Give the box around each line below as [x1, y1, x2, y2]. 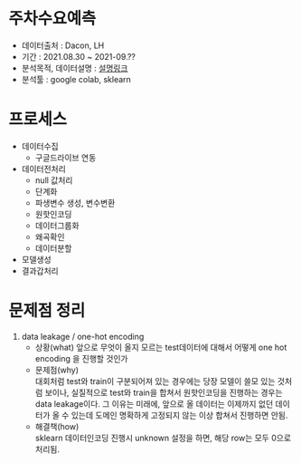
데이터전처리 [21, 163, 67, 174]
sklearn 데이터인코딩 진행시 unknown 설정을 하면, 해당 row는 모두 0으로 [34, 432, 291, 443]
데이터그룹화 [34, 219, 80, 231]
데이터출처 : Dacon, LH [21, 40, 105, 51]
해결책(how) [34, 420, 80, 431]
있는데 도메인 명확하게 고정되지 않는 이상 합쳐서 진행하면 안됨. [71, 410, 288, 420]
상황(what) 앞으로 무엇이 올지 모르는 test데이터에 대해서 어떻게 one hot [34, 342, 287, 352]
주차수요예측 [8, 8, 97, 29]
